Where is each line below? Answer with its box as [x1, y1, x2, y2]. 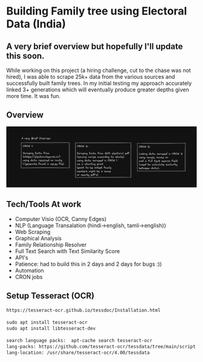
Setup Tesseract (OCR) [6, 291, 95, 301]
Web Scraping [14, 228, 51, 235]
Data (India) [6, 17, 66, 31]
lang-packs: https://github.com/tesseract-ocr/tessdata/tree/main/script [6, 344, 196, 350]
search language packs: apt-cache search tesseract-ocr [6, 338, 153, 344]
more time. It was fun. [6, 93, 61, 99]
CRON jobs [14, 273, 43, 280]
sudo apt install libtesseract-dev [6, 326, 96, 332]
